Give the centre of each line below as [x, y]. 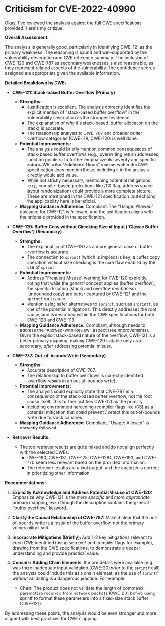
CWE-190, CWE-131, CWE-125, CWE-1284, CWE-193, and [85, 457]
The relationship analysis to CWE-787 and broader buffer [84, 133]
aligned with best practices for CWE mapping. [52, 618]
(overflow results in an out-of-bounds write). [72, 381]
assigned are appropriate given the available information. [63, 73]
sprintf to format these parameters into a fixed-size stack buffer [84, 598]
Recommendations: [26, 482]
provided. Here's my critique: [35, 28]
